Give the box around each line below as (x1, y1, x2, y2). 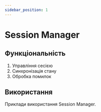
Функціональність (5, 49, 66, 58)
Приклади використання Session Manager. (5, 101, 96, 107)
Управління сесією (12, 63, 53, 69)
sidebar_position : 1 (5, 7, 48, 13)
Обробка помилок (12, 73, 52, 79)
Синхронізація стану (12, 68, 57, 74)
